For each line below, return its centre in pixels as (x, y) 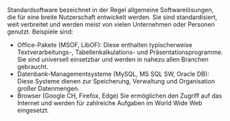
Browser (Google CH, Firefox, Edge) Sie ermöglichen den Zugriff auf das (119, 96)
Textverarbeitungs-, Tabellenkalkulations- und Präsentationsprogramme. (120, 52)
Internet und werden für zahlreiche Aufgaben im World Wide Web (110, 103)
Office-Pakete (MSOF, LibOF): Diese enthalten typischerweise (105, 45)
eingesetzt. (33, 110)
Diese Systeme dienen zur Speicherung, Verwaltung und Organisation (116, 81)
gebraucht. (33, 67)
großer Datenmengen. (48, 89)
